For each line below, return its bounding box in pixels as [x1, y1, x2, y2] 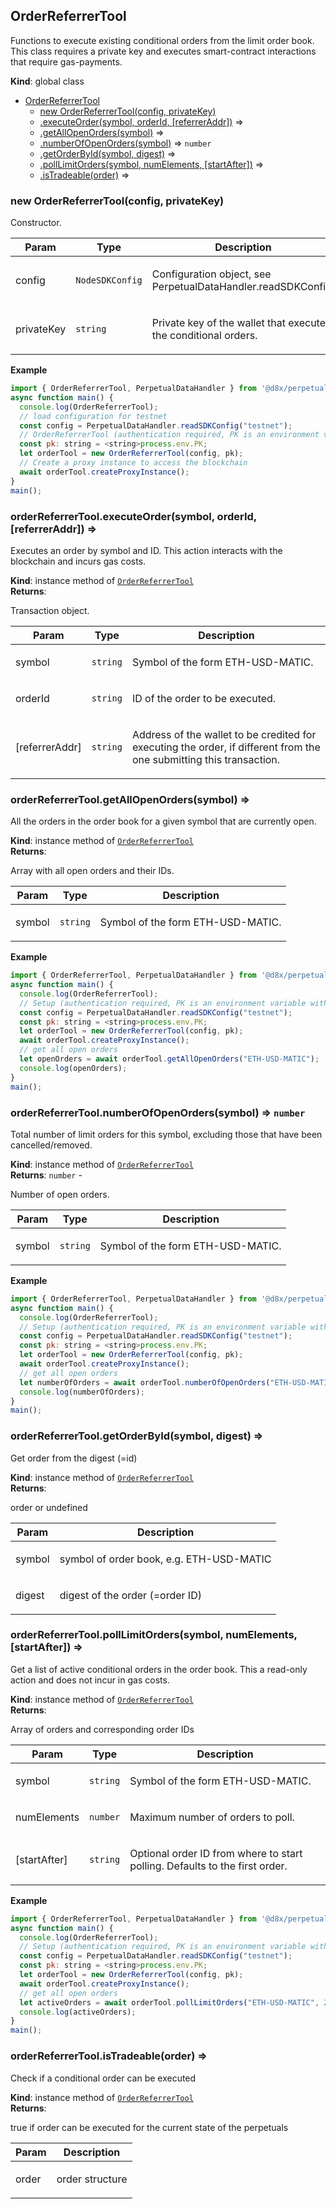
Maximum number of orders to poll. [129, 1810, 295, 1824]
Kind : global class [10, 75, 85, 87]
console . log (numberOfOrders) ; [19, 1387, 145, 1397]
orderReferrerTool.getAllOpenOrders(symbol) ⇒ [10, 792, 251, 806]
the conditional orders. [151, 329, 258, 343]
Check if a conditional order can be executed [10, 2072, 197, 2084]
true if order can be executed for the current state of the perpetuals [10, 2121, 289, 2133]
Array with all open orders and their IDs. [10, 865, 175, 877]
